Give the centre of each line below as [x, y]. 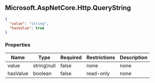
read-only [98, 73]
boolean [43, 73]
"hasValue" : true [27, 28]
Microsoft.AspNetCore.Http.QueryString [68, 8]
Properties [18, 45]
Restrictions [101, 57]
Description [134, 57]
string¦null [44, 66]
